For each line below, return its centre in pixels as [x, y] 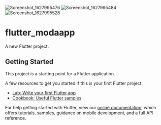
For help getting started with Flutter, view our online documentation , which [81, 107]
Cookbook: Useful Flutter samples [47, 98]
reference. [16, 118]
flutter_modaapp [40, 33]
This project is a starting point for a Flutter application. [60, 73]
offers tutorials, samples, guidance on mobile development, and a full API [79, 113]
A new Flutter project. [27, 46]
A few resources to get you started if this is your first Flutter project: [74, 83]
